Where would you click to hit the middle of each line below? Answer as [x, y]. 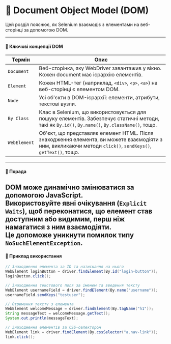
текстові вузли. [58, 104]
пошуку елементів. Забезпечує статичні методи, [99, 119]
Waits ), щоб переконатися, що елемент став [79, 211]
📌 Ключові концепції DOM [34, 46]
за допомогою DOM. [46, 30]
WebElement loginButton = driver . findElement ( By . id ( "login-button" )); [82, 272]
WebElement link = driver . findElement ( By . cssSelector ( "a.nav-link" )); [82, 332]
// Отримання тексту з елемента [39, 304]
